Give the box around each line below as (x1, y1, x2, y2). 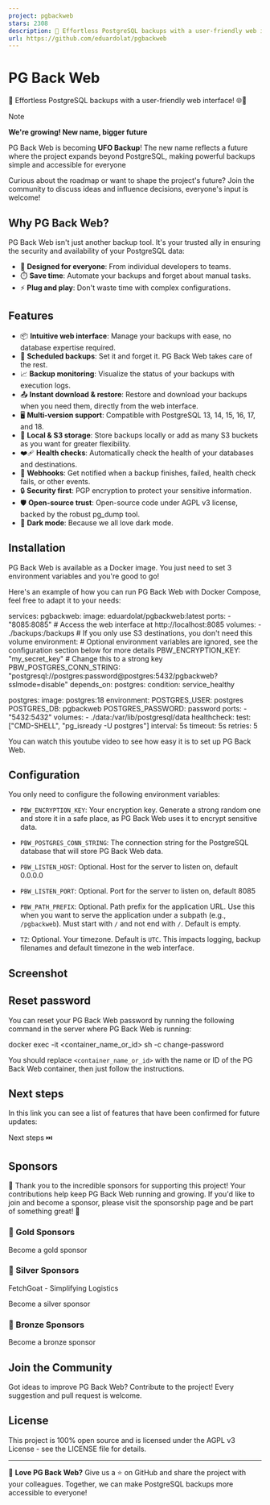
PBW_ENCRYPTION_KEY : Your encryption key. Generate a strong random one (19, 805, 261, 815)
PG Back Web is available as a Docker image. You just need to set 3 (8, 562, 232, 572)
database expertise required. (19, 342, 117, 352)
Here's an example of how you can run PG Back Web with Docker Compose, (8, 587, 261, 596)
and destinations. (19, 459, 78, 469)
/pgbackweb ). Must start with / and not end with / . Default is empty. (19, 919, 241, 929)
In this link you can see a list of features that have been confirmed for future (8, 1109, 260, 1118)
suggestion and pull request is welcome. (8, 1391, 142, 1400)
